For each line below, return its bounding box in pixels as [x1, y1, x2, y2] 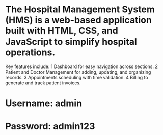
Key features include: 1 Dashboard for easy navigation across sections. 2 [5, 63, 158, 70]
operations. [5, 47, 56, 58]
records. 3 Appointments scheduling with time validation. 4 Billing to [5, 74, 149, 80]
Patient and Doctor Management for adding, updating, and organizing [5, 69, 151, 75]
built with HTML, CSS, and [5, 25, 118, 37]
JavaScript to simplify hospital [5, 36, 138, 48]
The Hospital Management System [5, 4, 155, 15]
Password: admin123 [5, 121, 95, 132]
